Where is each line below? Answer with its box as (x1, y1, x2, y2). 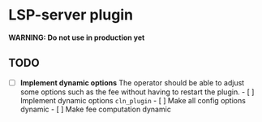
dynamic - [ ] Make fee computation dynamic (19, 104, 172, 114)
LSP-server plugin (8, 6, 134, 24)
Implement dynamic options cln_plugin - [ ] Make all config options (19, 95, 246, 105)
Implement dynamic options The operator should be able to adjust (19, 77, 245, 87)
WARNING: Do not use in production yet (8, 33, 145, 42)
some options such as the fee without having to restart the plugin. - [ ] (19, 87, 255, 97)
